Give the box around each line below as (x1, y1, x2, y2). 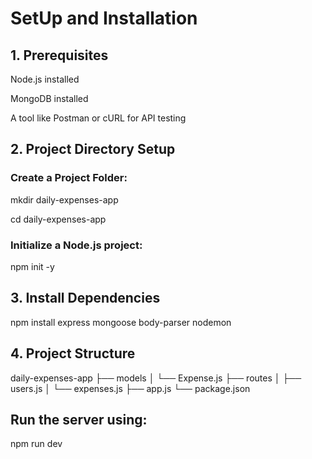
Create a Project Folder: (10, 171, 128, 185)
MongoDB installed (10, 93, 89, 104)
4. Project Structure (10, 345, 136, 362)
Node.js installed (10, 73, 80, 85)
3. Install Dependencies (10, 290, 161, 307)
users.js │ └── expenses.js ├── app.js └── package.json (10, 382, 251, 394)
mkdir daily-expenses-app (10, 193, 119, 206)
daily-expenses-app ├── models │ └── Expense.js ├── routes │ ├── (10, 372, 302, 384)
